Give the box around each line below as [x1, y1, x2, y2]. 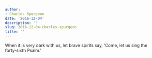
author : [5, 7, 21, 12]
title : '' [5, 29, 25, 34]
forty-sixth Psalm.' [5, 47, 42, 53]
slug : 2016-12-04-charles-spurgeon [5, 25, 77, 30]
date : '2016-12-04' [5, 16, 45, 21]
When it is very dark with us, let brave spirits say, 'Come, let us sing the [5, 43, 148, 48]
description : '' [5, 20, 38, 25]
